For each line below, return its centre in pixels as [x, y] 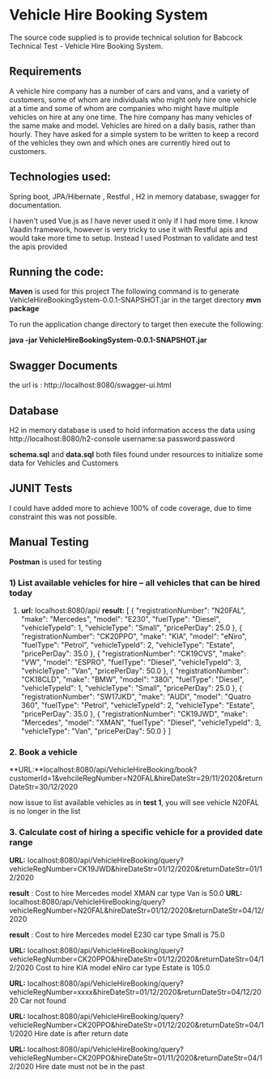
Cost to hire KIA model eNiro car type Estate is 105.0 [123, 967]
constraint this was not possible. [63, 516]
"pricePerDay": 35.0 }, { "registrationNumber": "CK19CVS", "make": [133, 653]
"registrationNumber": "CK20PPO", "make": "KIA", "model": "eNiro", [134, 636]
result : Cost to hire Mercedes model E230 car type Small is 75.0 [117, 935]
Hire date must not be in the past [90, 1066]
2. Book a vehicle [43, 751]
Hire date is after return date [81, 1033]
